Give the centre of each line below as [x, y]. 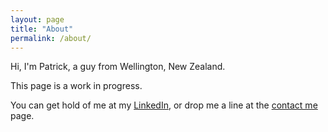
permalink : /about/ [51, 38]
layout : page [37, 19]
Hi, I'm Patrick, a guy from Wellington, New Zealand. [118, 67]
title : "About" [42, 29]
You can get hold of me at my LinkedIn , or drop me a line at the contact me [164, 105]
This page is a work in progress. [76, 86]
